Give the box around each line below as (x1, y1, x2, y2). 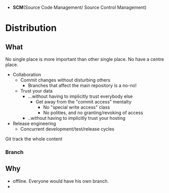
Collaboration (12, 72, 41, 77)
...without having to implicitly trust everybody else (28, 93, 133, 99)
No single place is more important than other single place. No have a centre (5, 56, 164, 62)
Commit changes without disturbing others (20, 77, 111, 83)
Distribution (5, 23, 57, 34)
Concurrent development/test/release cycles (20, 126, 115, 132)
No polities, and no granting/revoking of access (43, 110, 143, 116)
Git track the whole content (5, 136, 63, 142)
